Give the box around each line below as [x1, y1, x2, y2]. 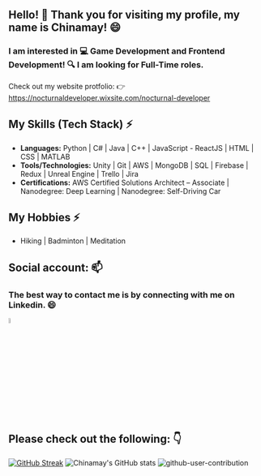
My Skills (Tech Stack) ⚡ [8, 118, 134, 131]
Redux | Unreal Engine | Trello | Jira [19, 169, 139, 178]
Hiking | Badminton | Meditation [19, 236, 126, 246]
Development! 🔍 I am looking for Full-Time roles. [8, 59, 204, 71]
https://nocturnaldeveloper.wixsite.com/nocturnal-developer [8, 92, 211, 102]
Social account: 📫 [8, 260, 103, 274]
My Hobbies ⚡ [8, 210, 81, 224]
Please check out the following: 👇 [8, 432, 182, 446]
